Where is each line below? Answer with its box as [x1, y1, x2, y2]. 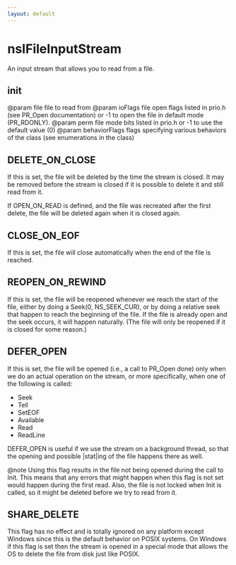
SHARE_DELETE [7, 508, 79, 520]
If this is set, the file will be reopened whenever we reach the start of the [7, 295, 218, 303]
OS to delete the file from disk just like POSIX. [7, 549, 140, 559]
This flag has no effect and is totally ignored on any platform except [7, 528, 204, 536]
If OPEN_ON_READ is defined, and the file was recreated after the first [7, 202, 211, 210]
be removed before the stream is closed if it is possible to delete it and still [7, 180, 224, 189]
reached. [7, 256, 34, 264]
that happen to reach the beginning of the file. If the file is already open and [7, 310, 228, 318]
